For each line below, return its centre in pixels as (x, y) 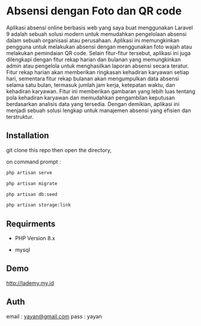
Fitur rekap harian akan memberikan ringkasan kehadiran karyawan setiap (98, 72)
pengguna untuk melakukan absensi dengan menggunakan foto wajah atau (99, 47)
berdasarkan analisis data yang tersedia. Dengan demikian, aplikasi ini (93, 104)
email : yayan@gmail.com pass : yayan (54, 316)
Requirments (31, 224)
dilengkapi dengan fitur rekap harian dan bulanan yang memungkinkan (94, 59)
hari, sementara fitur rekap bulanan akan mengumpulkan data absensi (93, 79)
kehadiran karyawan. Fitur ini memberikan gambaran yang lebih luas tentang (101, 91)
